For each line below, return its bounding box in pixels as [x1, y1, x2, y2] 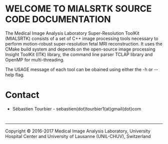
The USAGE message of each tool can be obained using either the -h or [5, 66, 153, 72]
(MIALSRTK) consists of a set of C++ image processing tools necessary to [5, 35, 158, 41]
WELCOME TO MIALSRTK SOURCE [5, 3, 152, 14]
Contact [5, 89, 39, 100]
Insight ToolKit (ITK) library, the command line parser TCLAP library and [5, 51, 153, 57]
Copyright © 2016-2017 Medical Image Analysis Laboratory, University [5, 128, 151, 134]
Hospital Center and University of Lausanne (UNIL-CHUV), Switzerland [5, 133, 151, 139]
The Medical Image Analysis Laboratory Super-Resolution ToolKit [5, 30, 140, 36]
